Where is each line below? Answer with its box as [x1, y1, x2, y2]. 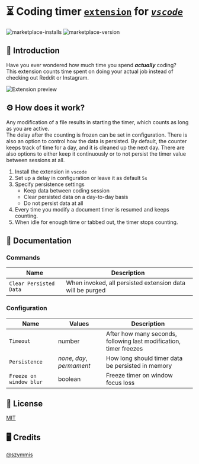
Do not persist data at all [23, 200, 84, 207]
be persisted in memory [105, 361, 172, 370]
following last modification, [105, 337, 181, 345]
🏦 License [6, 399, 43, 409]
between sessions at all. [6, 156, 65, 163]
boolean [58, 375, 81, 383]
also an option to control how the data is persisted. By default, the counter [6, 137, 187, 144]
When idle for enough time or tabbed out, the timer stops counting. [14, 218, 178, 226]
